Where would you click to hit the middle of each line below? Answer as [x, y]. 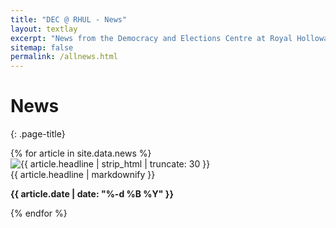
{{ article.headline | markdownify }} [83, 175]
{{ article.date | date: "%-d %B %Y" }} [92, 194]
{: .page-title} [38, 134]
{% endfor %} [39, 213]
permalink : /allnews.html [64, 57]
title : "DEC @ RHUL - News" [69, 19]
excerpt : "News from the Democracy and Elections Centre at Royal [151, 38]
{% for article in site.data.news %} [81, 153]
